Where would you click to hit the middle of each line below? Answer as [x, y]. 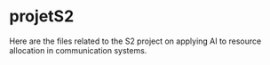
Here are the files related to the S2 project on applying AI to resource [135, 41]
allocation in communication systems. [78, 50]
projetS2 [42, 16]
